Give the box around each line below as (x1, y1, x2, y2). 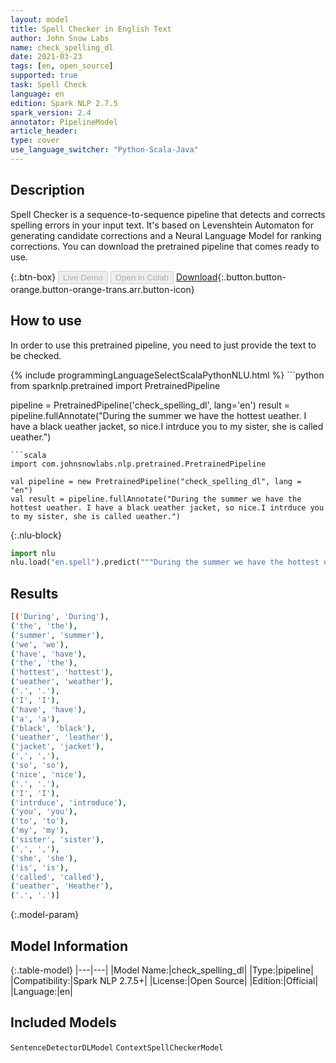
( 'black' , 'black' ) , (10, 723, 97, 733)
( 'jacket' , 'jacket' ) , (10, 742, 105, 752)
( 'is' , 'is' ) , (10, 862, 70, 873)
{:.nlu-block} (10, 529, 62, 541)
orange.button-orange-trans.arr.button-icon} (10, 283, 195, 295)
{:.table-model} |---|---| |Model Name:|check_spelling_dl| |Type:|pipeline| (10, 964, 314, 976)
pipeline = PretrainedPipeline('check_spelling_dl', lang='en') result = (10, 399, 290, 411)
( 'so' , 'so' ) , (10, 761, 70, 771)
